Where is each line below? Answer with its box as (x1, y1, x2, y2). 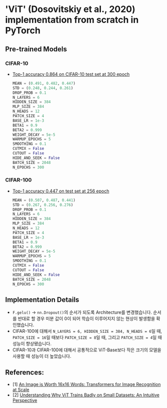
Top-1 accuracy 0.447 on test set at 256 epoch (12, 188, 109, 194)
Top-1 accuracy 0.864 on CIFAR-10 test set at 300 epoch (12, 71, 130, 77)
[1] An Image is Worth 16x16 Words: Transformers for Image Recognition (12, 381, 161, 387)
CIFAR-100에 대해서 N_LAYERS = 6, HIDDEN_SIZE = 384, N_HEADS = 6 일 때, (12, 328, 162, 334)
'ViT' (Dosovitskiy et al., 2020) (5, 4, 135, 15)
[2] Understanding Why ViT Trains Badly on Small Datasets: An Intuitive (12, 392, 160, 398)
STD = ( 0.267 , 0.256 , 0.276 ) (12, 202, 73, 208)
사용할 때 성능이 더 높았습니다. (12, 353, 71, 359)
